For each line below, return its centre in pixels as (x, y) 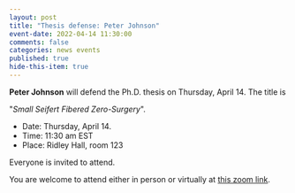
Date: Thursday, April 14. (67, 126)
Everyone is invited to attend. (62, 162)
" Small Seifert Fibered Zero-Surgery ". (77, 109)
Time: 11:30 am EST (57, 135)
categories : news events (55, 50)
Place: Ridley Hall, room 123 (72, 145)
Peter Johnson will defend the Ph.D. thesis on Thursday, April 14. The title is (147, 92)
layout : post (33, 17)
